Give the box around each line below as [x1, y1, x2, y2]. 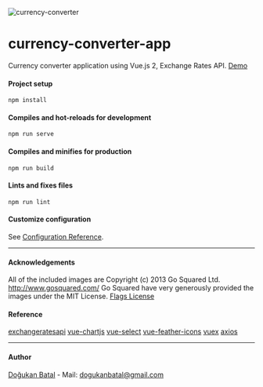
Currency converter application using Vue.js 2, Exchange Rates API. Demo [8, 60, 248, 70]
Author [8, 352, 32, 361]
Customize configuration [8, 214, 92, 224]
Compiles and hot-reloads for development [8, 112, 152, 122]
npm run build [8, 164, 55, 172]
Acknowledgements [8, 257, 76, 267]
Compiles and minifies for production [8, 146, 132, 156]
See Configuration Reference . [8, 232, 104, 241]
